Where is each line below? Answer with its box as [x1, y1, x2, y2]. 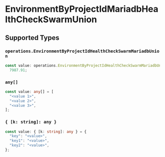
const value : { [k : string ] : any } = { [5, 129, 87, 134]
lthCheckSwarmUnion [5, 14, 97, 25]
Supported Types [5, 33, 60, 42]
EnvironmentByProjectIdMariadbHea [5, 3, 159, 15]
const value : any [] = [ [5, 89, 54, 94]
